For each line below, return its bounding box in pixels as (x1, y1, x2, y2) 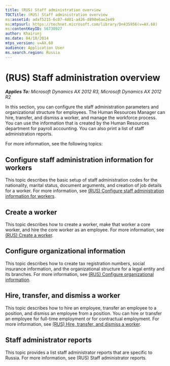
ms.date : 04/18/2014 (5, 36, 49, 41)
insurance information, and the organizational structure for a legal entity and (5, 265, 165, 272)
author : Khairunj (5, 31, 42, 36)
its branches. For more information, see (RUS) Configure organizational (5, 271, 154, 277)
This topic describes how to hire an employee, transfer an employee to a (5, 304, 157, 311)
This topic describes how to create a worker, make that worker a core (5, 222, 151, 228)
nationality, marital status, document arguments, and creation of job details (5, 182, 162, 189)
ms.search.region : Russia (5, 50, 60, 55)
